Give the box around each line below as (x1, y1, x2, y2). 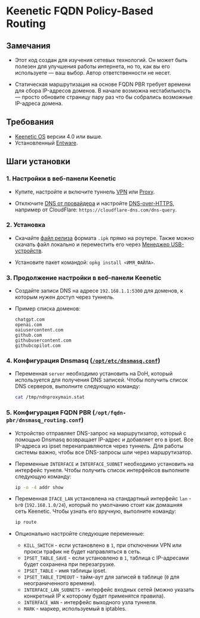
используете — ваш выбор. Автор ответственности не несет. (14, 69, 171, 76)
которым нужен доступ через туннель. (14, 294, 115, 301)
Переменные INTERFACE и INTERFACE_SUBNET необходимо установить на (14, 460, 194, 467)
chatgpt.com (14, 316, 45, 323)
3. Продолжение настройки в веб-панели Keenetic (6, 273, 162, 282)
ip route (14, 519, 37, 525)
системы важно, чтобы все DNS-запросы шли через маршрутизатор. (14, 448, 193, 456)
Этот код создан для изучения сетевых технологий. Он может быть (14, 57, 188, 63)
